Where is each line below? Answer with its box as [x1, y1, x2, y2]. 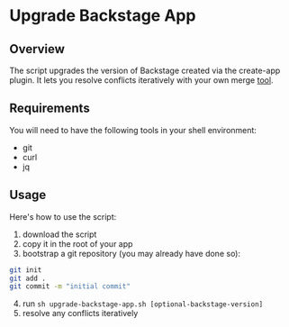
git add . [9, 274, 47, 283]
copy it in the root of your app [22, 238, 133, 249]
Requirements [9, 101, 90, 116]
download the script [22, 229, 97, 240]
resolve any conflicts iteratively [22, 308, 139, 319]
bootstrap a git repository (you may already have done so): [22, 248, 241, 259]
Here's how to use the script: [9, 211, 117, 222]
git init [9, 265, 42, 275]
